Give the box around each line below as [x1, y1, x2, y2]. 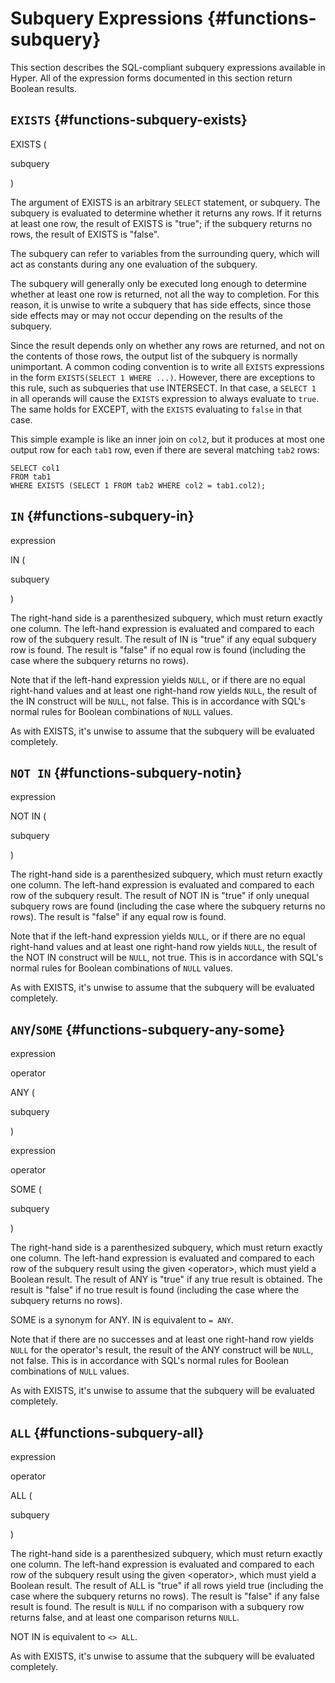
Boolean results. [10, 82, 78, 94]
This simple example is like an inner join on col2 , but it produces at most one [10, 433, 326, 445]
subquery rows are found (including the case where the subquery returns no [10, 900, 326, 912]
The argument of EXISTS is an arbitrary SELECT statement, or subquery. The [10, 196, 321, 208]
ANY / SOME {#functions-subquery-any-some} [10, 1021, 286, 1038]
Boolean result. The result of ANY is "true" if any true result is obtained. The [10, 1273, 323, 1286]
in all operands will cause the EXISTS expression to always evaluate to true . [10, 392, 320, 404]
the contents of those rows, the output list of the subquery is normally [10, 350, 298, 362]
